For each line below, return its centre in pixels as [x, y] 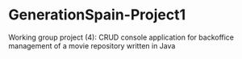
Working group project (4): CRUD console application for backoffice [121, 37]
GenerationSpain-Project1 [97, 15]
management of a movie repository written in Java [92, 45]
